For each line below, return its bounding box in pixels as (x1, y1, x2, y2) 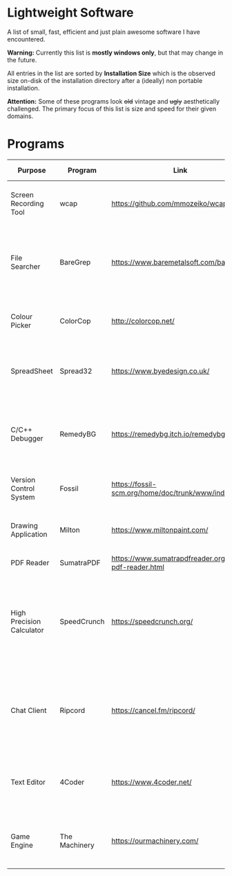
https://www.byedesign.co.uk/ (111, 366, 210, 376)
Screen (10, 190, 35, 200)
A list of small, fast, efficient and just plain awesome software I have (7, 28, 200, 36)
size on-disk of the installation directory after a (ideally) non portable (7, 76, 203, 84)
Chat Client (10, 705, 47, 715)
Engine (10, 840, 33, 850)
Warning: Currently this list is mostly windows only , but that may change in (7, 48, 224, 57)
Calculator (10, 625, 44, 635)
